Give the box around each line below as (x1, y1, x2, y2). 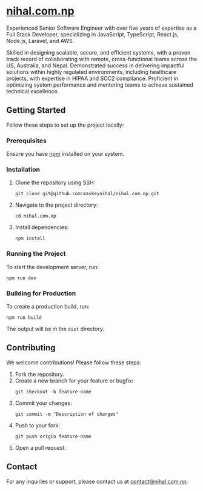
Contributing (6, 342, 56, 353)
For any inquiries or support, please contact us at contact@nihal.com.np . (6, 478, 188, 485)
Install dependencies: (15, 224, 69, 231)
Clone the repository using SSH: (15, 179, 96, 186)
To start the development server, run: (6, 263, 99, 270)
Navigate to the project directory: (15, 201, 98, 209)
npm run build (6, 314, 42, 321)
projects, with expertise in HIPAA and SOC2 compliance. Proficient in (6, 75, 179, 82)
